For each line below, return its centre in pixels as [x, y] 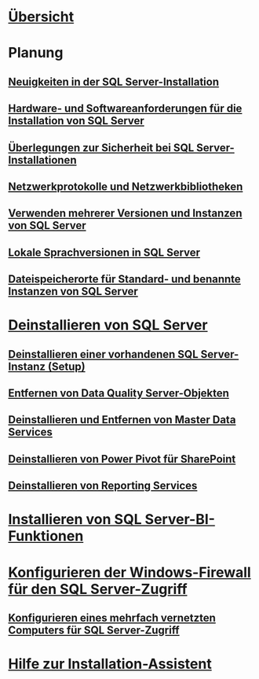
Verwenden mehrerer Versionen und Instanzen [125, 214]
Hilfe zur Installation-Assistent [110, 664]
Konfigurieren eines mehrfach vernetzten [112, 618]
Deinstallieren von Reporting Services [103, 486]
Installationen [42, 160]
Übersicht [41, 17]
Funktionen [46, 536]
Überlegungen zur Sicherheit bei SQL [101, 148]
